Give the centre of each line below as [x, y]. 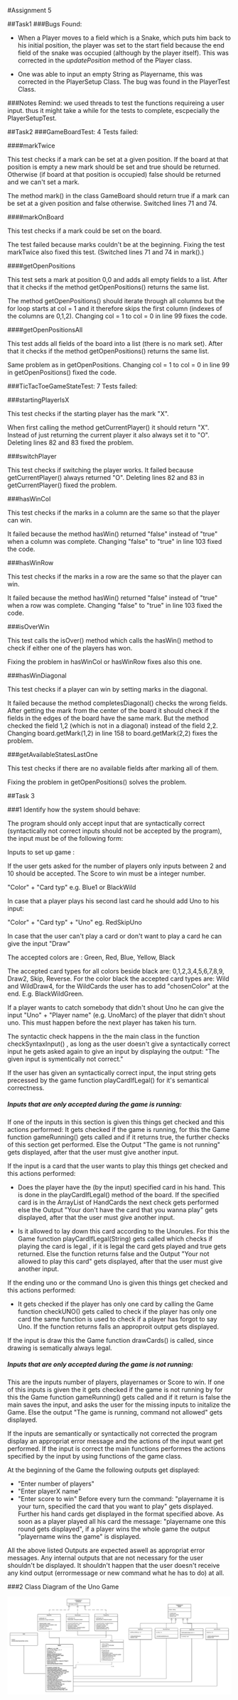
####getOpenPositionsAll [45, 330]
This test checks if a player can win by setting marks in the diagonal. [108, 689]
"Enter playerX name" [49, 1491]
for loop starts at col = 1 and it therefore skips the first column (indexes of [115, 309]
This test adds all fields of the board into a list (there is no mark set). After [115, 343]
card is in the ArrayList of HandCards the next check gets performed [118, 1202]
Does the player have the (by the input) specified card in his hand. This [121, 1187]
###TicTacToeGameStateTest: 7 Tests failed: [72, 386]
